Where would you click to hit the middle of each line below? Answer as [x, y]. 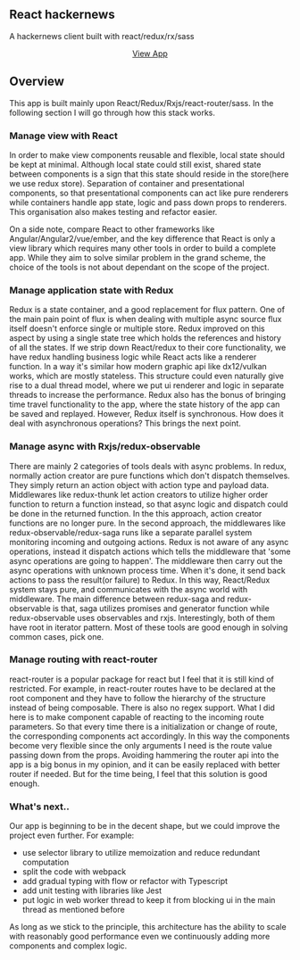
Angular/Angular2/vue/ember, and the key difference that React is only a [142, 238]
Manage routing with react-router [83, 659]
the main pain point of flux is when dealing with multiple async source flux [146, 319]
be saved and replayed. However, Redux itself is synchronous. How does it [146, 414]
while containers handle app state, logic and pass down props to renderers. [148, 202]
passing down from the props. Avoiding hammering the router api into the [144, 755]
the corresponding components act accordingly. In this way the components [150, 736]
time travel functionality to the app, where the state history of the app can [145, 404]
